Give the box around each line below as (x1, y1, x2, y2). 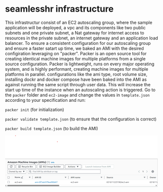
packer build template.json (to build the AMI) (5, 125, 99, 131)
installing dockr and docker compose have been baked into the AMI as (5, 77, 147, 82)
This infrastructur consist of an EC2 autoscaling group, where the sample (5, 19, 153, 25)
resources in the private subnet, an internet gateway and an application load (5, 35, 159, 41)
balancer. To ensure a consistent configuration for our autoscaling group (5, 40, 151, 46)
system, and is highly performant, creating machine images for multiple (5, 66, 148, 72)
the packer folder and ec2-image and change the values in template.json (5, 92, 150, 98)
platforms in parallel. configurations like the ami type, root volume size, (5, 71, 148, 77)
